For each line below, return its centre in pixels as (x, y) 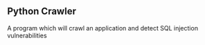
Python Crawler (42, 11)
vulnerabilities (27, 35)
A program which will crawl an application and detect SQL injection (103, 28)
